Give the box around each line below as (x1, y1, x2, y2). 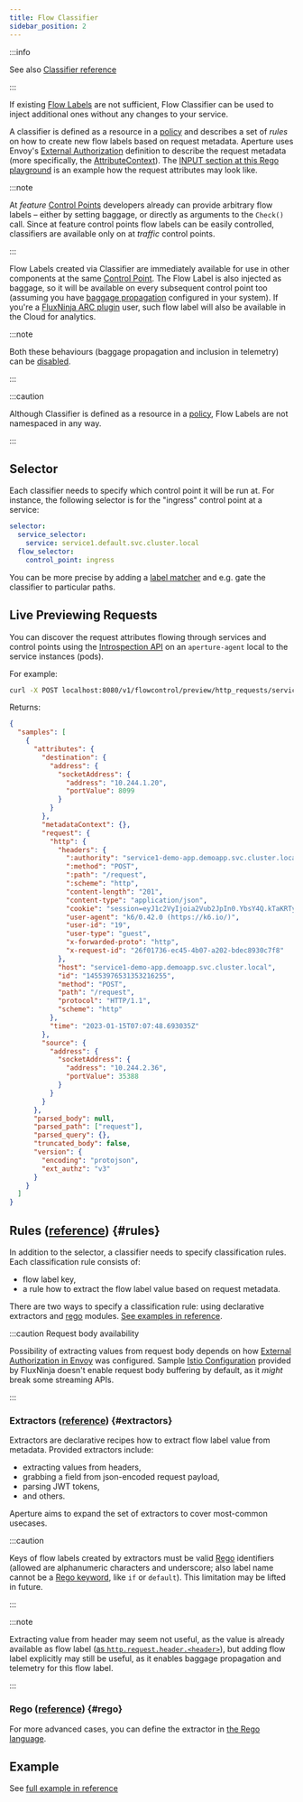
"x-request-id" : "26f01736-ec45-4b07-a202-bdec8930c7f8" (66, 946, 284, 955)
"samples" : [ (17, 728, 67, 737)
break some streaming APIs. (9, 1374, 115, 1385)
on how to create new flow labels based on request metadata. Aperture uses (9, 135, 294, 146)
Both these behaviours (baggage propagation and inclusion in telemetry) (9, 346, 280, 357)
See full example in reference (9, 1783, 119, 1794)
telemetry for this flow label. (9, 1663, 114, 1674)
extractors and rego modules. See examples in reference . (9, 1310, 223, 1321)
